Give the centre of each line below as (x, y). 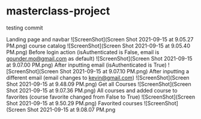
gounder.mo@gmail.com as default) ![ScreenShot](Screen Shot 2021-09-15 (100, 58)
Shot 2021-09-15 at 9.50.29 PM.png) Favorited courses (74, 103)
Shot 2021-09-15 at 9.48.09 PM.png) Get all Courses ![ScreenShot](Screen (99, 84)
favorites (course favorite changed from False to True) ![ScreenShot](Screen (101, 97)
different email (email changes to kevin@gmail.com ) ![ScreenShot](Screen (98, 78)
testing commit (25, 28)
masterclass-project (58, 11)
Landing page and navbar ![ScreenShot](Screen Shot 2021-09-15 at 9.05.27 (100, 39)
